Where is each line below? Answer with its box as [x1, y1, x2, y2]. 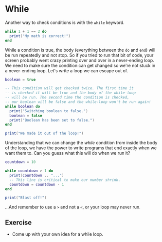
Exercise [5, 218, 32, 226]
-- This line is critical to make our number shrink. [9, 177, 121, 182]
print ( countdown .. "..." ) [9, 173, 64, 178]
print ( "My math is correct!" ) [9, 33, 71, 39]
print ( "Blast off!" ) [5, 195, 47, 201]
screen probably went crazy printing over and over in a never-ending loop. [5, 57, 154, 63]
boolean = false [9, 113, 42, 118]
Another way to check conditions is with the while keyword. [5, 20, 125, 25]
